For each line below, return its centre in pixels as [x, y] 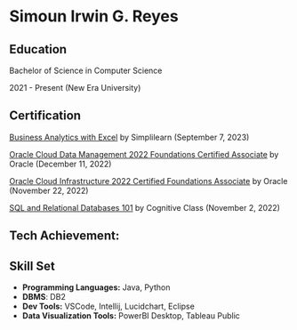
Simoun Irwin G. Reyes [94, 16]
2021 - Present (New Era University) [75, 88]
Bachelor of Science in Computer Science [86, 70]
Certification [45, 116]
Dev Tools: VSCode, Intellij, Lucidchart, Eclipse [108, 306]
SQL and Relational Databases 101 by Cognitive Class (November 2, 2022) [144, 207]
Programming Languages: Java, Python [96, 287]
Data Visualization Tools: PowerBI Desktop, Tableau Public [131, 316]
